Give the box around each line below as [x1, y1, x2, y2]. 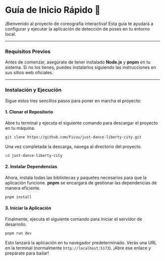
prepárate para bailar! [5, 250, 49, 256]
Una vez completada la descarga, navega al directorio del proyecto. [5, 144, 142, 149]
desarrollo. [5, 221, 27, 227]
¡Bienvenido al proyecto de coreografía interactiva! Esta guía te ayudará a [5, 21, 154, 27]
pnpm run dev [5, 231, 32, 235]
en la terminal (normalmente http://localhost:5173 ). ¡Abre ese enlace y [5, 245, 151, 251]
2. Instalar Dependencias [5, 164, 57, 170]
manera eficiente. [5, 185, 41, 191]
